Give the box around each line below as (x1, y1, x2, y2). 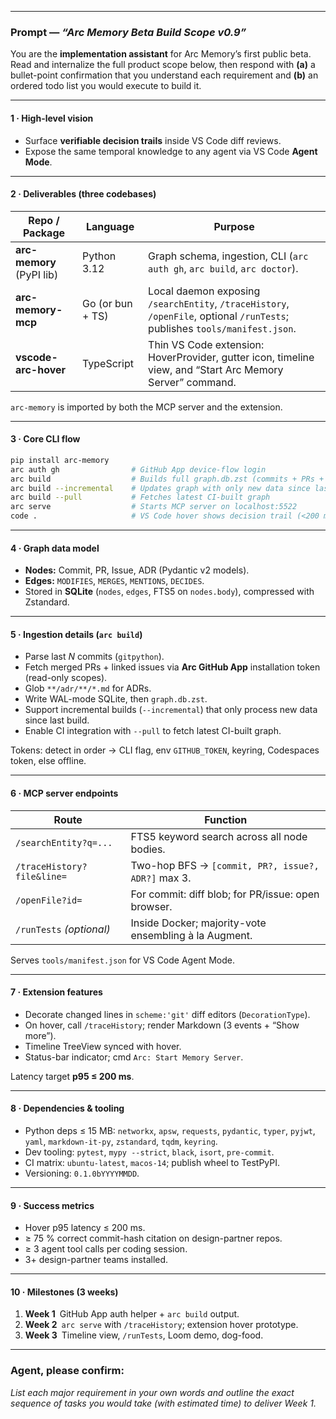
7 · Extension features (10, 986, 103, 998)
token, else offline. (10, 755, 87, 767)
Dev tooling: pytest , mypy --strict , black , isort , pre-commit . (24, 1146, 275, 1158)
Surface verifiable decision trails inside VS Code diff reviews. (24, 134, 282, 146)
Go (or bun (81, 296, 133, 310)
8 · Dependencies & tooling (10, 1102, 125, 1115)
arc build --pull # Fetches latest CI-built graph (10, 492, 271, 503)
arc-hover (15, 362, 67, 376)
